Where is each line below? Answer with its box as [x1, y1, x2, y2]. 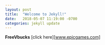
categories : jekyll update [5, 21, 60, 26]
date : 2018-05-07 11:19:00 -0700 [5, 16, 78, 21]
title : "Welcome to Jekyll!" [5, 12, 67, 17]
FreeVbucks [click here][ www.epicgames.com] [5, 34, 101, 40]
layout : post [5, 7, 32, 12]
